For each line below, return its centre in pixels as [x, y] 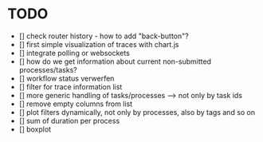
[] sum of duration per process [69, 120]
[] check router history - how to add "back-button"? [104, 36]
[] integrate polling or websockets [75, 53]
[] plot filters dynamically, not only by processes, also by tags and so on [137, 112]
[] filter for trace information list [71, 87]
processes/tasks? [48, 69]
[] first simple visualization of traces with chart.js [99, 44]
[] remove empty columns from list [76, 104]
